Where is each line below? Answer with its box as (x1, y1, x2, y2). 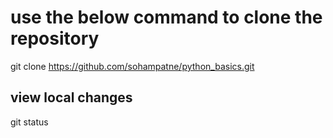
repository (10, 27, 100, 50)
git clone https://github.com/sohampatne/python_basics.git (10, 60, 255, 72)
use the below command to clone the (10, 6, 323, 29)
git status (10, 116, 49, 128)
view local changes (10, 89, 133, 106)
